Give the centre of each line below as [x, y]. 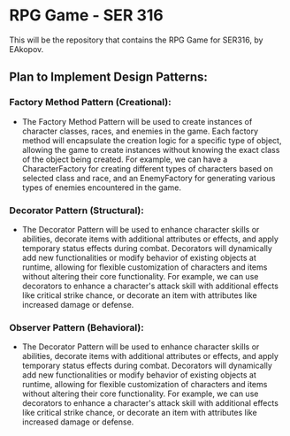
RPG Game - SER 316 [86, 15]
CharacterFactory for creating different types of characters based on [148, 168]
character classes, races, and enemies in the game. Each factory [140, 131]
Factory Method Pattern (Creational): [90, 103]
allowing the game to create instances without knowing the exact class [151, 149]
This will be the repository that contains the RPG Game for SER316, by [136, 40]
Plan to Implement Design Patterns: [108, 77]
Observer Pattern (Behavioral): [76, 327]
